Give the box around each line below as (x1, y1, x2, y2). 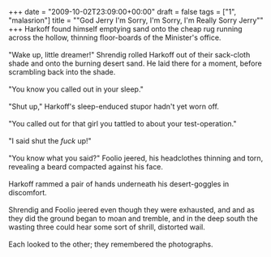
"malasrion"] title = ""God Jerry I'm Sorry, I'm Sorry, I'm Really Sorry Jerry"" (8, 15, 264, 25)
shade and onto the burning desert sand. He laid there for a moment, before (8, 58, 262, 68)
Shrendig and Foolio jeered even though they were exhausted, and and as (8, 205, 256, 214)
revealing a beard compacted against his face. (8, 162, 164, 171)
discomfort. (8, 188, 47, 197)
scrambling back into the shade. (8, 67, 116, 76)
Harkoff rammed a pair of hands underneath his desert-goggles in (8, 179, 230, 189)
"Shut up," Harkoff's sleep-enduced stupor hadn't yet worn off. (8, 101, 219, 111)
